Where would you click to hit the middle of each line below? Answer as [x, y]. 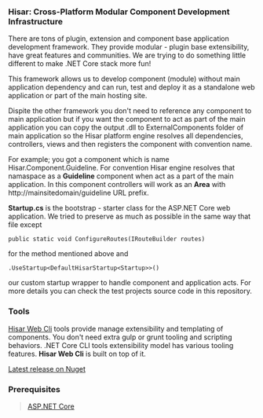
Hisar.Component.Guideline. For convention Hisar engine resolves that [122, 168]
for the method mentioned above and [68, 254]
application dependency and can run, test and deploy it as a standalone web [131, 87]
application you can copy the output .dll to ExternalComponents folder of [126, 127]
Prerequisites [34, 389]
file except [25, 225]
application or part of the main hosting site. [78, 96]
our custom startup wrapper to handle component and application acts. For [130, 283]
